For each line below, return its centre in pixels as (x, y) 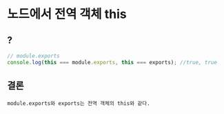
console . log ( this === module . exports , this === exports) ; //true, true (112, 62)
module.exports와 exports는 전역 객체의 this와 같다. (79, 103)
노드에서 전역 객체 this (67, 14)
